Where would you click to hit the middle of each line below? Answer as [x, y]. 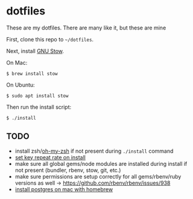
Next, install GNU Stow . [35, 51]
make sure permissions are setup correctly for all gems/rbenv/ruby [98, 176]
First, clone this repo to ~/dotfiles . [50, 39]
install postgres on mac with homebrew [64, 189]
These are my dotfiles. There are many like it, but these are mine [86, 28]
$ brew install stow [32, 73]
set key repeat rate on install [50, 157]
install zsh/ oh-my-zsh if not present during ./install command [94, 151]
